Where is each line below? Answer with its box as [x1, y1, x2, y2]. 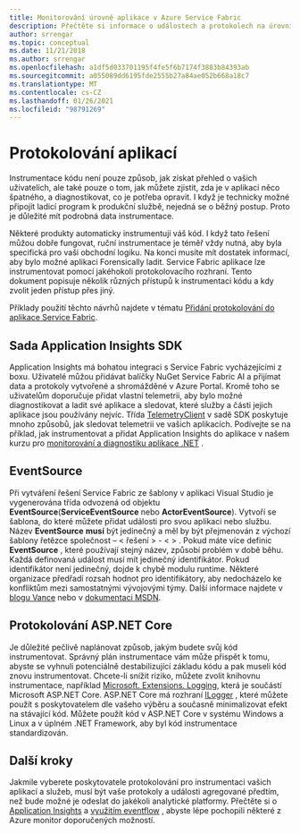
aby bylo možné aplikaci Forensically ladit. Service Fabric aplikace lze [9, 257, 266, 268]
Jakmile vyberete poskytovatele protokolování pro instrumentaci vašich [9, 777, 272, 787]
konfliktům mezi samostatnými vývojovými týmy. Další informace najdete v [9, 583, 283, 593]
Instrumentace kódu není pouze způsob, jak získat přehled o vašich [9, 173, 257, 183]
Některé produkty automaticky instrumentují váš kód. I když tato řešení [9, 228, 270, 239]
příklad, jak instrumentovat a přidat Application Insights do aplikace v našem [9, 429, 290, 438]
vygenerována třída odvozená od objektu [9, 497, 161, 507]
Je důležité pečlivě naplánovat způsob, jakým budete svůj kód [9, 642, 238, 652]
